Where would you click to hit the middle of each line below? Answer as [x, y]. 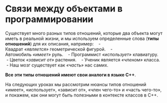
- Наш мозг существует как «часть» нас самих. [57, 65]
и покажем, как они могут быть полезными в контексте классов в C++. [82, 95]
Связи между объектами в [64, 9]
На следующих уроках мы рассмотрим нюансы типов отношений [76, 84]
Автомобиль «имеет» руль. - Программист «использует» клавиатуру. [82, 54]
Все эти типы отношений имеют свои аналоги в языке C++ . [71, 74]
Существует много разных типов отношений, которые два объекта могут [84, 33]
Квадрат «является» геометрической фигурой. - [59, 49]
